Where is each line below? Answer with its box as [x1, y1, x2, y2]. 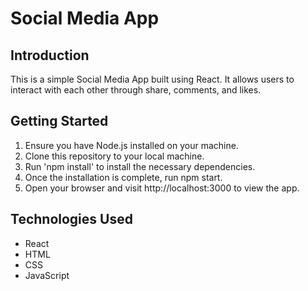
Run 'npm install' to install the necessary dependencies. [24, 160, 256, 172]
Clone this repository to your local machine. [24, 150, 205, 162]
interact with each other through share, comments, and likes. [10, 84, 262, 96]
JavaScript [24, 269, 70, 281]
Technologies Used [10, 211, 133, 228]
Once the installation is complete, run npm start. [24, 171, 223, 183]
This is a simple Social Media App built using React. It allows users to [10, 73, 295, 85]
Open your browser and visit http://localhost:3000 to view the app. [24, 182, 300, 194]
